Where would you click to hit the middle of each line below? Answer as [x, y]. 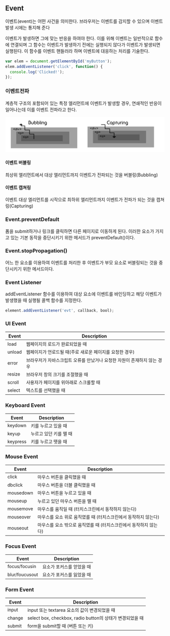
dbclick [15, 485]
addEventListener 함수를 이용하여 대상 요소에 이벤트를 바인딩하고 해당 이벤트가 [83, 294]
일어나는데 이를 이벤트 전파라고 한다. [41, 109]
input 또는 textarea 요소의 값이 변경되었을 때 [71, 610]
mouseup [17, 501]
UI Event [16, 323]
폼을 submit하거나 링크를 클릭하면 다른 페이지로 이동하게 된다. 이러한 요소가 [80, 231]
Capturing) [22, 206]
